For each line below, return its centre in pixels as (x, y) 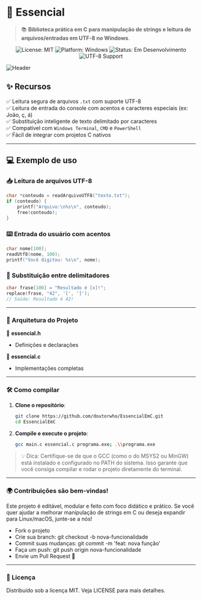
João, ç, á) (20, 114)
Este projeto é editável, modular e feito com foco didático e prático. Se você (100, 506)
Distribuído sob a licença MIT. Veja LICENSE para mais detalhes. (86, 590)
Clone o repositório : (40, 405)
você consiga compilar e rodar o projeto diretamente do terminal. (101, 469)
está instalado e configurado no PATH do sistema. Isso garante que (104, 463)
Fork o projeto (32, 531)
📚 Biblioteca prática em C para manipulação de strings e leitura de (106, 29)
